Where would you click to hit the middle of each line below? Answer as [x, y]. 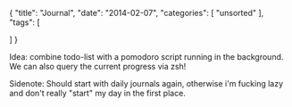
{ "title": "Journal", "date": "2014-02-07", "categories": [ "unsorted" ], [137, 13]
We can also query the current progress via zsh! [98, 66]
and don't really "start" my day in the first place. [97, 93]
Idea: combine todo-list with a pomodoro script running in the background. [146, 57]
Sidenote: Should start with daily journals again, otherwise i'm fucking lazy [146, 83]
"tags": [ [25, 22]
